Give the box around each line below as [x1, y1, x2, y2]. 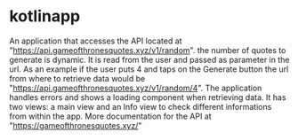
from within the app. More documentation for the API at [9, 111, 212, 121]
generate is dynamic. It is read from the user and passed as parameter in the [9, 54, 290, 65]
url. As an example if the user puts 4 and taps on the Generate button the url [9, 64, 289, 74]
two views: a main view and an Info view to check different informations [9, 101, 272, 112]
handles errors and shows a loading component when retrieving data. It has [9, 91, 286, 103]
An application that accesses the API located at [9, 35, 182, 46]
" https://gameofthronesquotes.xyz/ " [9, 120, 142, 130]
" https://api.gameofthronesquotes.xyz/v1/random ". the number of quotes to [9, 44, 286, 55]
